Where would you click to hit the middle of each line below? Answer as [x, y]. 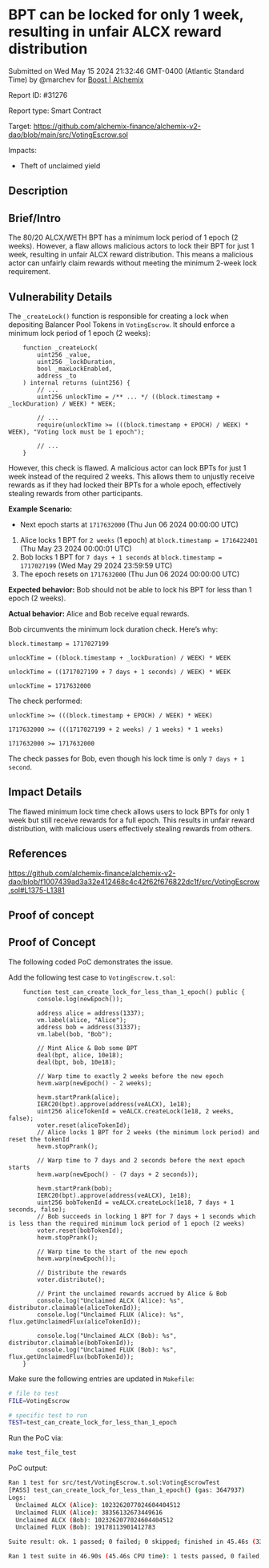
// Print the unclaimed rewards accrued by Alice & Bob [132, 1293]
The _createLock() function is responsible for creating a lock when [118, 316]
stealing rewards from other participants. [76, 493]
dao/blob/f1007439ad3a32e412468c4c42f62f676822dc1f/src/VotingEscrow [134, 881]
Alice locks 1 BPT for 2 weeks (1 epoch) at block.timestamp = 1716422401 [139, 540]
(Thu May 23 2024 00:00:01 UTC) [76, 548]
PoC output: [28, 1468]
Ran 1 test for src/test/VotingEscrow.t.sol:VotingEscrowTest [114, 1483]
